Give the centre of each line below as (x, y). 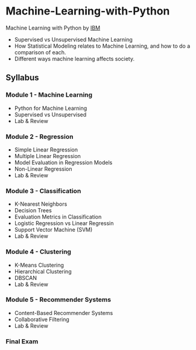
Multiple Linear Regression (47, 156)
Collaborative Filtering (42, 319)
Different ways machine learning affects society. (74, 59)
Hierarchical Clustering (43, 271)
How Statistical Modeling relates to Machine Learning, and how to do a (102, 46)
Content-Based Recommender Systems (64, 313)
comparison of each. (40, 52)
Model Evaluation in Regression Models (63, 162)
